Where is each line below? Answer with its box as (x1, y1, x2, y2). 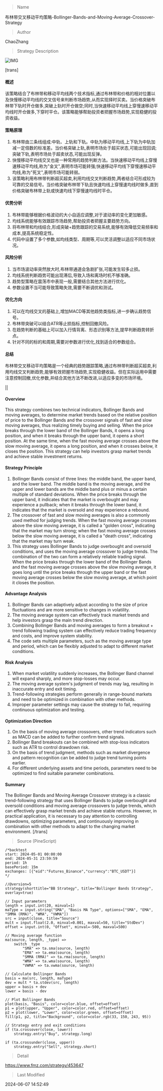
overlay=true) (5, 891, 34, 895)
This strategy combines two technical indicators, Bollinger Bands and (5, 407, 144, 413)
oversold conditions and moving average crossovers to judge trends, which (5, 803, 156, 808)
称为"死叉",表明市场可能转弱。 (21, 170, 83, 175)
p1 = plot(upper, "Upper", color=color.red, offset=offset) (5, 1006, 130, 1011)
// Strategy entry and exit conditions (5, 1023, 86, 1028)
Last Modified (17, 1072, 45, 1078)
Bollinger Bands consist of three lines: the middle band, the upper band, (12, 476, 157, 481)
